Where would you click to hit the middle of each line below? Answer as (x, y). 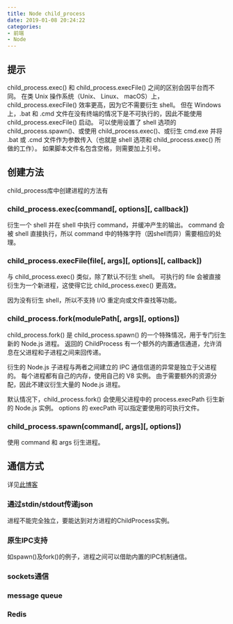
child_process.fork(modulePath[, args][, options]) (94, 319)
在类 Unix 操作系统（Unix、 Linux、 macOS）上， (92, 96)
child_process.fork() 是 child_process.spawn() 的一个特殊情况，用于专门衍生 (117, 335)
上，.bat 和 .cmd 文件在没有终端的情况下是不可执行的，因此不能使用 (105, 113)
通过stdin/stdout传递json (50, 504)
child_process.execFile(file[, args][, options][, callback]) (105, 260)
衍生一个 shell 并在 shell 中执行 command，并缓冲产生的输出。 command (112, 225)
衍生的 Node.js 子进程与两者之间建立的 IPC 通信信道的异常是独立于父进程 (112, 367)
